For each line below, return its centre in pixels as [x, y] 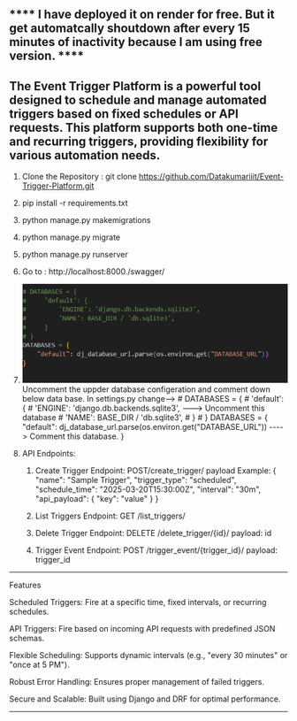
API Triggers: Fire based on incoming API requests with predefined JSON [142, 629]
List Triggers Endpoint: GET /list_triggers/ [110, 516]
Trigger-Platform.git [58, 186]
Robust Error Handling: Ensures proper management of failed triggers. [137, 682]
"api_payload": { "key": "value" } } [97, 499]
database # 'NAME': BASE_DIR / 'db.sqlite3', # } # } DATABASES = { [145, 418]
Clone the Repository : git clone [79, 177]
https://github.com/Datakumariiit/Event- [211, 177]
